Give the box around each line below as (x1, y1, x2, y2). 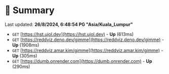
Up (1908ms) (12, 42, 39, 48)
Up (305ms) (12, 53, 37, 59)
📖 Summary (5, 5, 55, 16)
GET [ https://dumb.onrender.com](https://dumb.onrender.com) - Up (12, 58, 152, 64)
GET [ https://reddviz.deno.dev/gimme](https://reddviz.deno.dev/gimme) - (12, 36, 164, 43)
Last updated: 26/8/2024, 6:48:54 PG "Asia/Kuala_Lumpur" (5, 21, 133, 27)
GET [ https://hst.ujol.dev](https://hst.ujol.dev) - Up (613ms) (12, 31, 134, 37)
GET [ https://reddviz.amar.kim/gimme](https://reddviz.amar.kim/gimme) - (12, 47, 163, 53)
